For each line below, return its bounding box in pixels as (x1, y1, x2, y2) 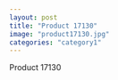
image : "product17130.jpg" (9, 29, 110, 38)
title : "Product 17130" (9, 21, 98, 30)
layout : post (9, 12, 58, 22)
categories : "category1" (9, 37, 102, 47)
